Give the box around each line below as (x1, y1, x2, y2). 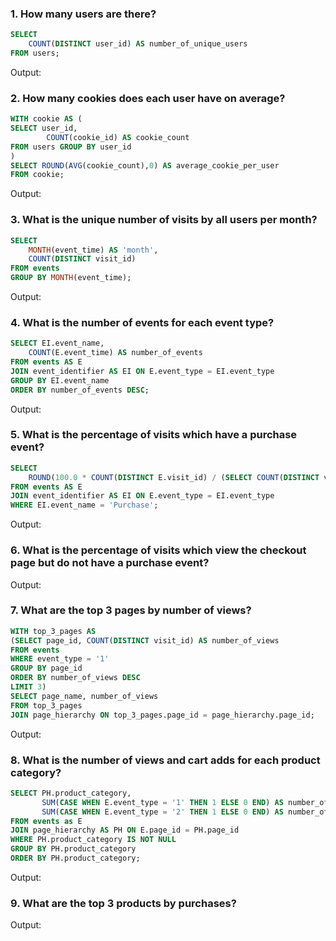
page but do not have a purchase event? (10, 556, 210, 570)
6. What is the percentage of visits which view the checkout (10, 543, 307, 557)
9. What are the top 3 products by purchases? (10, 896, 237, 910)
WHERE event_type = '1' (10, 654, 110, 664)
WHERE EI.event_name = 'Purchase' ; (10, 500, 159, 511)
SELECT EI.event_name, (10, 338, 105, 349)
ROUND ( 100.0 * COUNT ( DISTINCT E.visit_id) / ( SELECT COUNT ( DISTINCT (28, 472, 320, 482)
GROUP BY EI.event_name (10, 375, 110, 386)
